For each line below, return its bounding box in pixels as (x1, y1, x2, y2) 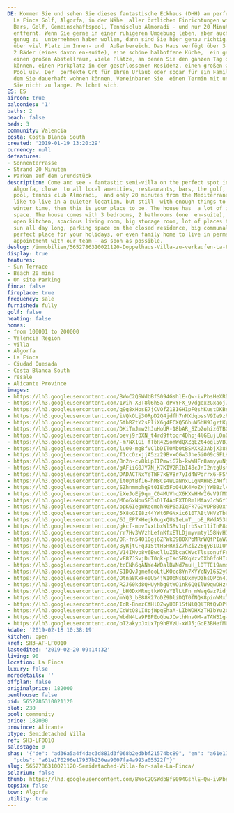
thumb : (7, 776, 26, 783)
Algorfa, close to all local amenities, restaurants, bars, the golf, (13, 186, 226, 193)
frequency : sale (7, 296, 54, 303)
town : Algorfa (7, 789, 49, 796)
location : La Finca (7, 659, 64, 666)
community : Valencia (7, 127, 68, 134)
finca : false (7, 283, 45, 290)
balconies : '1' (7, 101, 52, 108)
